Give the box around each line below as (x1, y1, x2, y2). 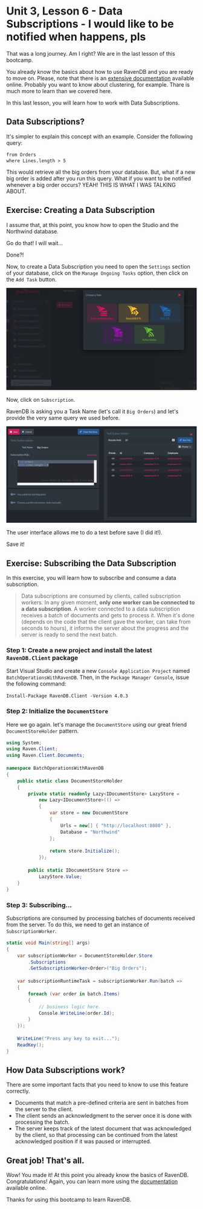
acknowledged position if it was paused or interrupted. (14, 1138, 152, 1145)
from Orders (6, 151, 36, 158)
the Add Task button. (6, 275, 57, 283)
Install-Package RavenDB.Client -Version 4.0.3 (6, 693, 129, 700)
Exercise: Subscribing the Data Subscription (6, 558, 176, 568)
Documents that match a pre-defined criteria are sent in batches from (14, 1099, 188, 1107)
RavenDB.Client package (6, 654, 79, 662)
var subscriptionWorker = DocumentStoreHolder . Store (17, 952, 153, 958)
